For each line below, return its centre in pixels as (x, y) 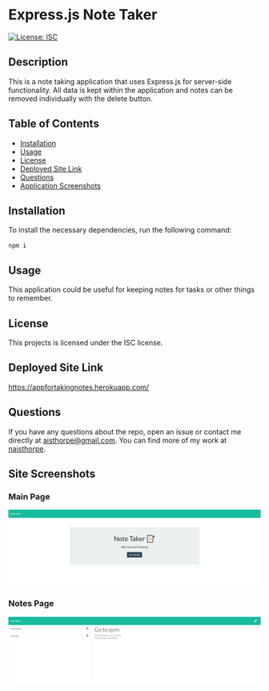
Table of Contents (54, 124)
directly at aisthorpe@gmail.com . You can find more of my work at (118, 440)
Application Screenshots (60, 185)
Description (38, 62)
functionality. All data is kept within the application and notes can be (121, 90)
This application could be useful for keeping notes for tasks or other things (131, 289)
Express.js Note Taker (83, 15)
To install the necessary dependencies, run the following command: (120, 230)
